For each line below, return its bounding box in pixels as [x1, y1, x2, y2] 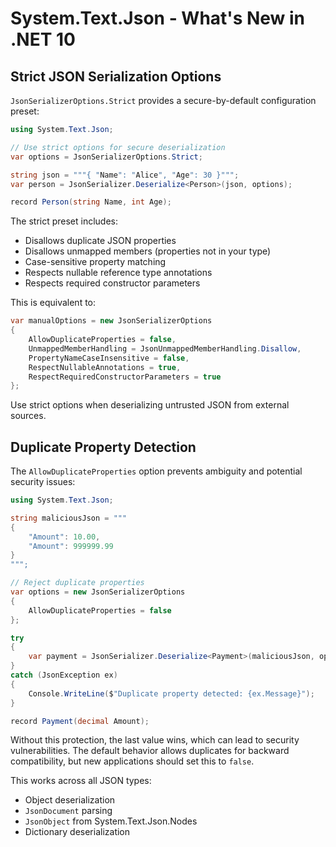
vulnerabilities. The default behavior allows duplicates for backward [10, 745, 290, 757]
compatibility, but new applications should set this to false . [10, 755, 255, 767]
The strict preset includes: [10, 215, 119, 227]
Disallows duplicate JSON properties [24, 235, 177, 247]
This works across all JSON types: [10, 775, 152, 787]
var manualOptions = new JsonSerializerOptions [10, 316, 213, 326]
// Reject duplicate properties [10, 578, 145, 588]
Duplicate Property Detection [10, 438, 197, 456]
